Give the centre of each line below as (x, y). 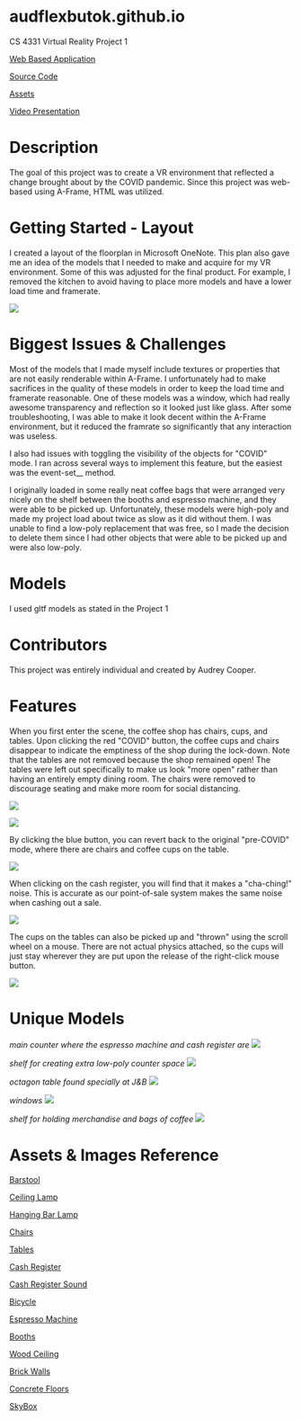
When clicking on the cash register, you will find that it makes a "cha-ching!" (150, 883)
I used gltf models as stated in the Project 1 (89, 608)
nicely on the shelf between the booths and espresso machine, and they (143, 499)
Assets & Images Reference (114, 1155)
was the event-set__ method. (63, 472)
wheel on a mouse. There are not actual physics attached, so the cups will (146, 946)
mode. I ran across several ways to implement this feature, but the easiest (146, 463)
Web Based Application (53, 58)
